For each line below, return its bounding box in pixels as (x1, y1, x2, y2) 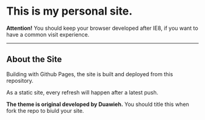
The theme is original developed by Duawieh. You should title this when (6, 101, 189, 108)
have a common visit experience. (6, 30, 90, 38)
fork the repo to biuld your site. (6, 107, 84, 114)
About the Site (6, 54, 62, 65)
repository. (6, 77, 34, 84)
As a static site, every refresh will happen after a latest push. (6, 88, 159, 96)
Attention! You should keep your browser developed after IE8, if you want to (6, 24, 198, 32)
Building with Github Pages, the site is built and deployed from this (6, 70, 173, 77)
